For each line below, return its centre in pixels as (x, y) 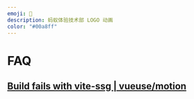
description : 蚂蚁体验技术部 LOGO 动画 (60, 20)
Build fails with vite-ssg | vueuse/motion (97, 86)
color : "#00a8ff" (32, 26)
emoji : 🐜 (20, 13)
